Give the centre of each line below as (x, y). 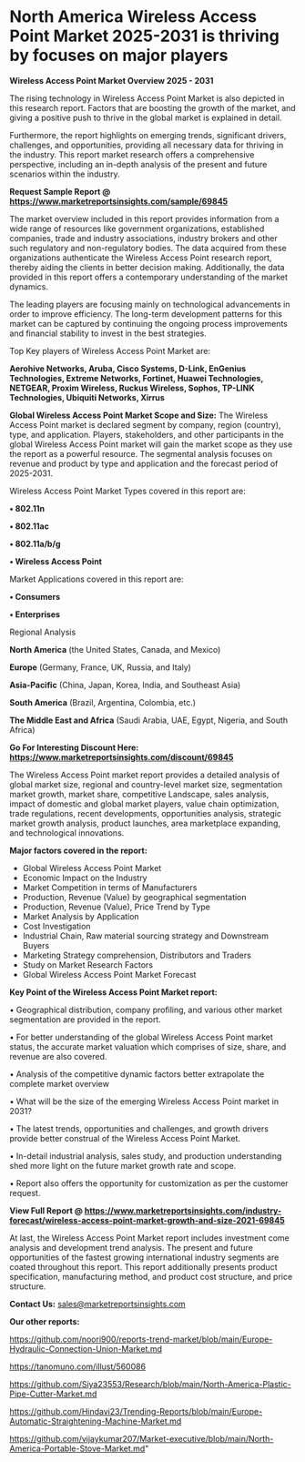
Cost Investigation (56, 926)
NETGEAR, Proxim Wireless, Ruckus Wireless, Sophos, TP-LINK (132, 388)
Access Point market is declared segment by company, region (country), (145, 424)
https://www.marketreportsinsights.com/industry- (183, 1210)
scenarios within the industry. (65, 174)
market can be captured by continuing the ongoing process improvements (149, 323)
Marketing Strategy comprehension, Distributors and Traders (137, 955)
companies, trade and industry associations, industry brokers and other (143, 238)
